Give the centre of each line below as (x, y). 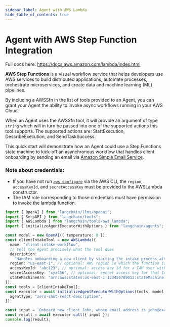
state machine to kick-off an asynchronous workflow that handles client (80, 152)
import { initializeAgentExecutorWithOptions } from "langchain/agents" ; (85, 226)
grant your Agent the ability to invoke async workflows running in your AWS (84, 105)
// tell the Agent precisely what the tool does (62, 249)
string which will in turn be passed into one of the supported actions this (81, 126)
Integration (29, 50)
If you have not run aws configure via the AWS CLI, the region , (77, 181)
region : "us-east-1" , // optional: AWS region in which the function (84, 263)
